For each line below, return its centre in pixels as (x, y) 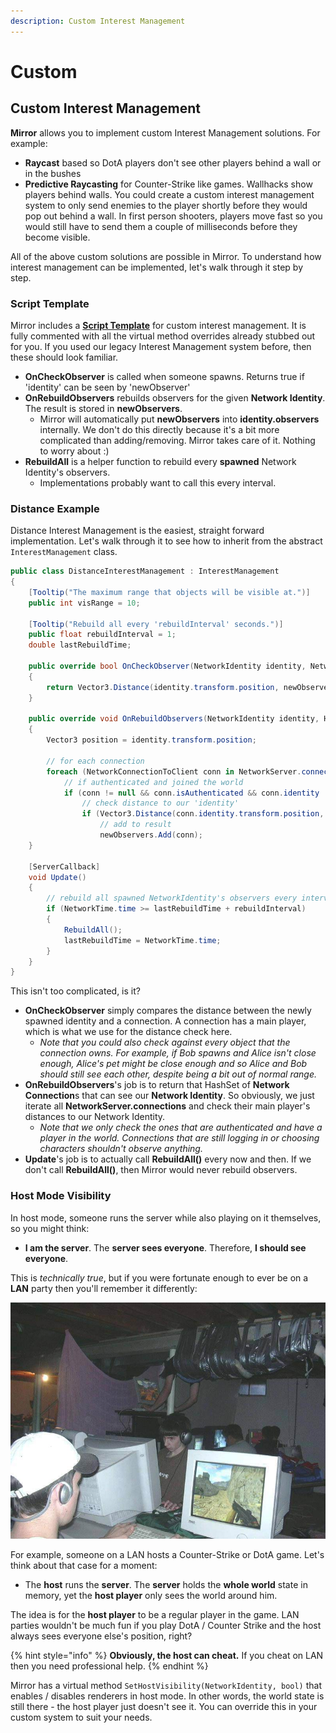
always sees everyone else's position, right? (101, 1636)
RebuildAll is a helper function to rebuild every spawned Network (160, 461)
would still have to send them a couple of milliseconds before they (161, 226)
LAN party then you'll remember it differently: (104, 1288)
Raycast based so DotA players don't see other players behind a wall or (173, 162)
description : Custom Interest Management (98, 21)
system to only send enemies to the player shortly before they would (166, 205)
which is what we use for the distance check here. (128, 1032)
